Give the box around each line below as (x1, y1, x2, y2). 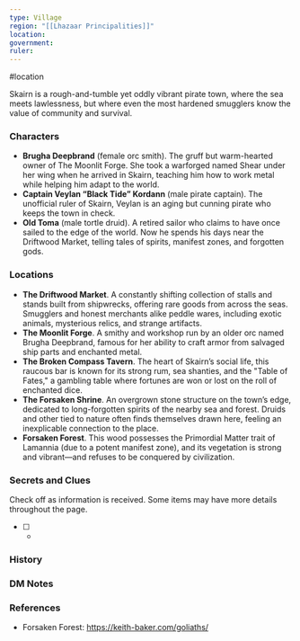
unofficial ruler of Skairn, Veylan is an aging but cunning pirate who (22, 199, 271, 209)
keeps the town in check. (22, 208, 116, 218)
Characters (9, 130, 60, 143)
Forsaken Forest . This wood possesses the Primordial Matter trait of (22, 432, 276, 443)
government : (9, 38, 54, 48)
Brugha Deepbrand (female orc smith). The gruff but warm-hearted (22, 150, 274, 162)
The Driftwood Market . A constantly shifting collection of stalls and (22, 289, 272, 299)
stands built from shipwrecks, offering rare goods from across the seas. (22, 298, 288, 309)
